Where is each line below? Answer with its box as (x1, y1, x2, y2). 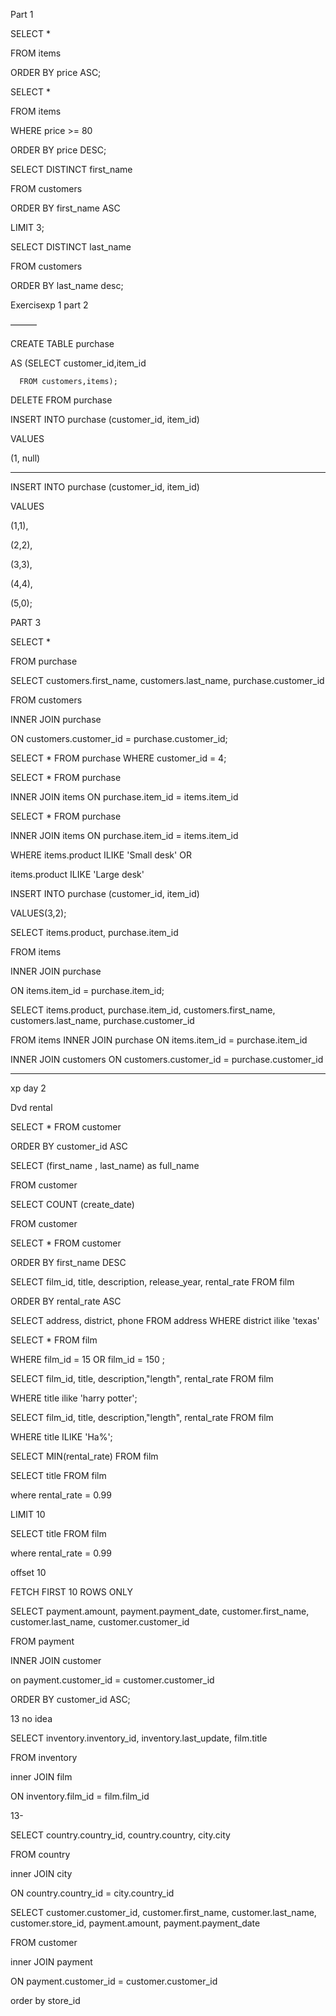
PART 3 (10, 617, 42, 628)
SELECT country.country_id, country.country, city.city (10, 1829, 231, 1841)
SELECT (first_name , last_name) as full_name (10, 1160, 200, 1171)
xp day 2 (10, 1082, 47, 1094)
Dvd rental (10, 1102, 53, 1113)
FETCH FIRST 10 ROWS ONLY (10, 1586, 133, 1598)
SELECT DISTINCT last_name (10, 241, 132, 253)
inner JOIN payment (10, 1956, 93, 1968)
